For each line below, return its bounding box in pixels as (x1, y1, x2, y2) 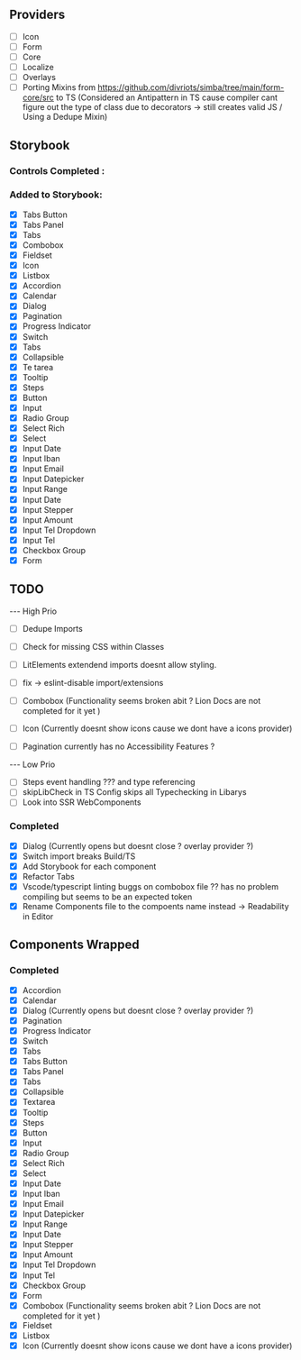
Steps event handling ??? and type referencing (22, 777, 196, 788)
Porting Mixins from (22, 82, 96, 93)
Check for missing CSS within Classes (22, 641, 165, 652)
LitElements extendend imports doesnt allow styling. (22, 659, 217, 670)
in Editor (22, 911, 54, 922)
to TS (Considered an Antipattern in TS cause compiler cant (55, 92, 278, 103)
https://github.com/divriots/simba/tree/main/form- (97, 82, 285, 93)
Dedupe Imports (22, 623, 83, 634)
